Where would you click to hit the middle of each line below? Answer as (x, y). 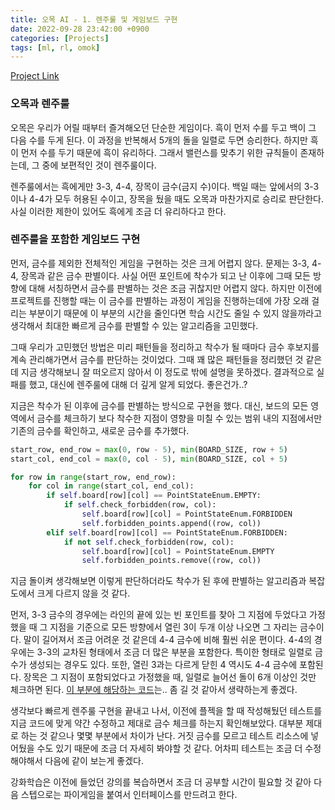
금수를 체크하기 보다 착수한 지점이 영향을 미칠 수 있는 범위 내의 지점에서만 (179, 418)
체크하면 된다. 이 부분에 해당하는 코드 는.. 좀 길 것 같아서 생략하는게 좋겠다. (154, 690)
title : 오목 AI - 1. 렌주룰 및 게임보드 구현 (94, 19)
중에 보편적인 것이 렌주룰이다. (99, 165)
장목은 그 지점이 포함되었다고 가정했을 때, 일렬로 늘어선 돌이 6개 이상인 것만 (170, 677)
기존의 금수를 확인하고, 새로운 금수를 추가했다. (100, 430)
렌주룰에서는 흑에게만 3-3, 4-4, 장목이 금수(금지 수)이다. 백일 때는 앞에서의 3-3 (165, 186)
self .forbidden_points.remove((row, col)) (171, 561)
